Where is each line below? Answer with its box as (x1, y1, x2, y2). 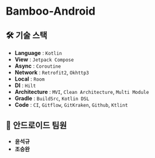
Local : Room (14, 75, 45, 82)
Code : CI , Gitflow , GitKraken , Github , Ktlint (14, 101, 128, 108)
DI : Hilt (14, 82, 36, 89)
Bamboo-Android (6, 4, 96, 18)
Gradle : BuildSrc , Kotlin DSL (14, 95, 89, 102)
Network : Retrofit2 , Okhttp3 (14, 69, 89, 76)
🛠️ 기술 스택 (6, 30, 47, 40)
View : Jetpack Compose (14, 56, 74, 63)
